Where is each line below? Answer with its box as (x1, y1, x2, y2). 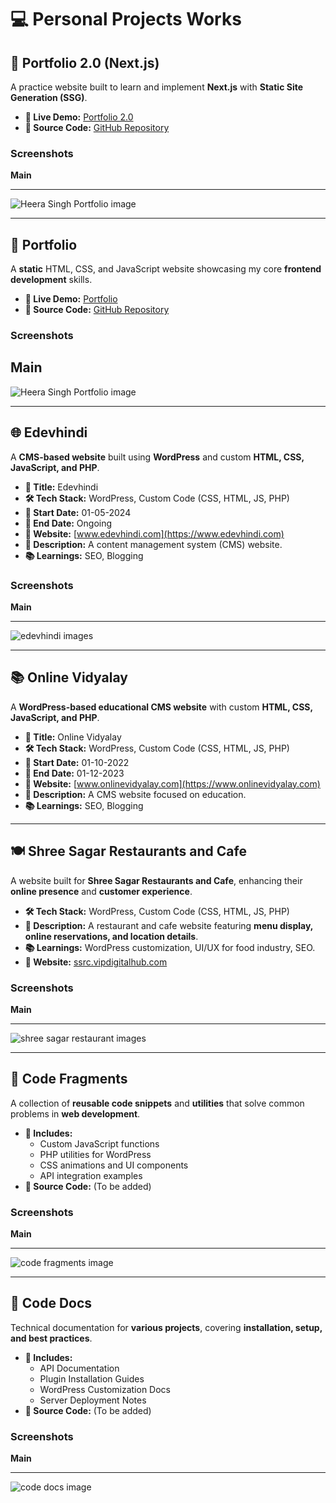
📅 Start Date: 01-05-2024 (24, 506, 132, 518)
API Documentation (39, 1362, 120, 1374)
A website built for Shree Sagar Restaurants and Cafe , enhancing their (10, 874, 303, 886)
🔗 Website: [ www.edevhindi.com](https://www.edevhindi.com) (24, 527, 285, 540)
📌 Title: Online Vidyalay (24, 731, 122, 743)
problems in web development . (10, 1107, 141, 1120)
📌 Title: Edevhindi (24, 481, 99, 493)
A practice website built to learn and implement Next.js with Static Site (10, 81, 304, 93)
